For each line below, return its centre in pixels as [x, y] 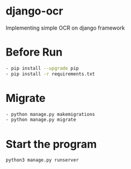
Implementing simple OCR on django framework [65, 28]
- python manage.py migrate [41, 120]
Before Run [34, 52]
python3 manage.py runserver [42, 160]
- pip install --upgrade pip [42, 68]
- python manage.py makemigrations [50, 114]
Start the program [51, 144]
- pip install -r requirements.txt [50, 74]
